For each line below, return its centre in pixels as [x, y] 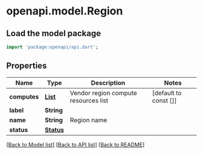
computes [24, 96]
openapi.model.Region [65, 11]
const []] [164, 100]
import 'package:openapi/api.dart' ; [52, 47]
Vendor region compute [103, 93]
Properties [27, 66]
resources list [89, 100]
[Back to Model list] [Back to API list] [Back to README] [76, 144]
